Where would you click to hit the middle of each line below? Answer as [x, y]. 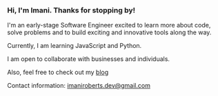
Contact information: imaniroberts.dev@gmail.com [79, 86]
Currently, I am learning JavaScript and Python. [75, 46]
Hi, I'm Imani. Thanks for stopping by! [71, 10]
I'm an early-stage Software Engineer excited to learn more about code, [109, 25]
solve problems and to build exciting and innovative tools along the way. [109, 32]
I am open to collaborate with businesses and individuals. [89, 59]
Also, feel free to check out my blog [58, 72]
